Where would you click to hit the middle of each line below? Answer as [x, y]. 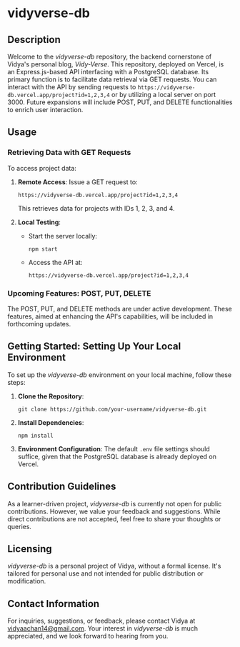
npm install [35, 436]
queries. [20, 526]
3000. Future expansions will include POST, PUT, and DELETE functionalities [120, 102]
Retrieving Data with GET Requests [69, 153]
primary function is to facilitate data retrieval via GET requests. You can [112, 79]
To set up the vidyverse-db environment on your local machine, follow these [120, 375]
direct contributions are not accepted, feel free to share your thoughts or [114, 518]
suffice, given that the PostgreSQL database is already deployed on [117, 456]
